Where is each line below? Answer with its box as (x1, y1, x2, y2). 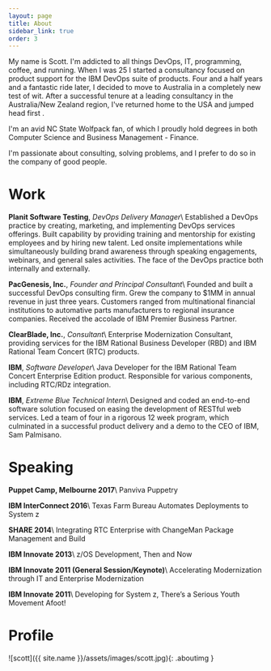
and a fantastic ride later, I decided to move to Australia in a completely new (8, 83, 261, 92)
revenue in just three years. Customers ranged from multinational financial (8, 297, 256, 306)
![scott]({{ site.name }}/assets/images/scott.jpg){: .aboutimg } (8, 653, 214, 663)
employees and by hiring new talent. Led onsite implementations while (8, 238, 243, 248)
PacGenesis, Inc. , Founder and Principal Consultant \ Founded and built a (8, 280, 253, 289)
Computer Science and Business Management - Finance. (8, 133, 199, 143)
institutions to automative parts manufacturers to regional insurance (8, 306, 235, 315)
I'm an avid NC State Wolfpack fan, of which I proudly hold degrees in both (8, 124, 258, 134)
